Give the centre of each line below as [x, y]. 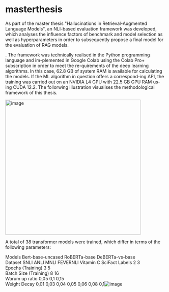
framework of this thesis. [31, 92]
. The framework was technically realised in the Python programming [78, 55]
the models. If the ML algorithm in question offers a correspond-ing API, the [85, 76]
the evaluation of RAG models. [37, 45]
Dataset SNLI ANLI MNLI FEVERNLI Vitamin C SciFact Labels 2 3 [73, 262]
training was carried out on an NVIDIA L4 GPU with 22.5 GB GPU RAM [79, 82]
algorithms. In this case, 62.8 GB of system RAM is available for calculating [84, 71]
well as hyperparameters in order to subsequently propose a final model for [84, 40]
